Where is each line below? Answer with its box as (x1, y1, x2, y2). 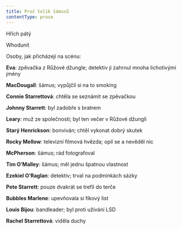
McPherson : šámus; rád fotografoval (6, 149, 95, 156)
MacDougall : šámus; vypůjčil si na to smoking (6, 81, 117, 88)
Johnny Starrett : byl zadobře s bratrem (6, 104, 101, 111)
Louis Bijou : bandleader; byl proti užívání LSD (6, 205, 116, 213)
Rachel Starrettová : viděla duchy (6, 217, 86, 224)
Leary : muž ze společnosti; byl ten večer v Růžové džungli (6, 115, 147, 123)
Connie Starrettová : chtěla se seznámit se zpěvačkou (6, 93, 136, 100)
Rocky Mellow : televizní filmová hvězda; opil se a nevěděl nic (6, 138, 153, 145)
